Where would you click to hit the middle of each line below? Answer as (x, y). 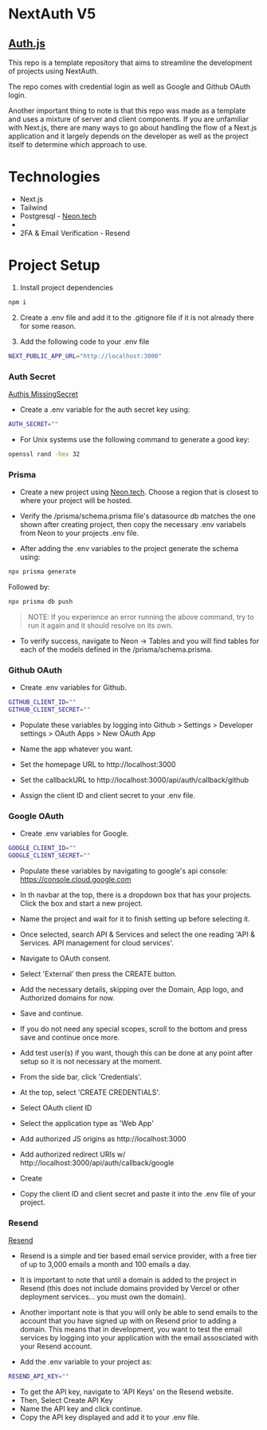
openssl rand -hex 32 (44, 454)
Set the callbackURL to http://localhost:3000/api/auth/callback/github (134, 780)
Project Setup (55, 266)
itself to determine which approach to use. (78, 144)
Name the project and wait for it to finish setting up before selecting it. (135, 919)
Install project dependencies (67, 287)
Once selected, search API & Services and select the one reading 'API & (137, 934)
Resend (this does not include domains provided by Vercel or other (130, 1288)
